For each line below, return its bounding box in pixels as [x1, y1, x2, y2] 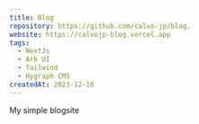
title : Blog [9, 13, 54, 22]
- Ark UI [17, 55, 50, 64]
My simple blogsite [9, 104, 79, 115]
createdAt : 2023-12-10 [9, 80, 95, 89]
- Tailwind [17, 64, 59, 73]
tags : [9, 38, 30, 48]
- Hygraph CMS [17, 72, 70, 81]
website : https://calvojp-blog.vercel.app [9, 30, 171, 39]
